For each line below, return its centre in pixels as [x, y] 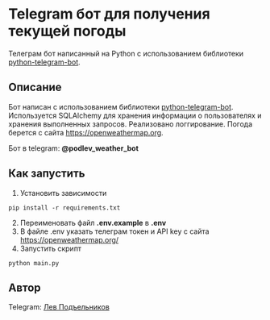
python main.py [34, 263]
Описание [35, 87]
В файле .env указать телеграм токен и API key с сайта [114, 231]
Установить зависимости [63, 193]
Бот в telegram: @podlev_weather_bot [74, 148]
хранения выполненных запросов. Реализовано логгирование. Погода [131, 124]
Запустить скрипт [51, 248]
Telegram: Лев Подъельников [59, 307]
